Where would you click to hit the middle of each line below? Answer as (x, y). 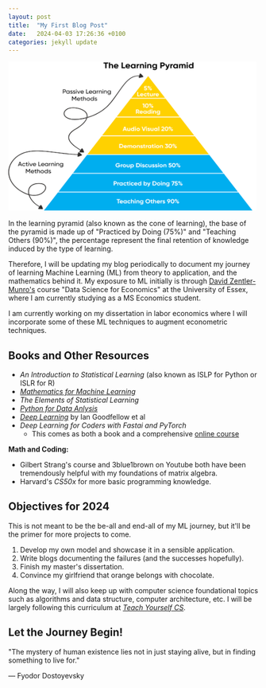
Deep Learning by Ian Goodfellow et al (83, 417)
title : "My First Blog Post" (58, 25)
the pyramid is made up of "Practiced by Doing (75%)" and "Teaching (122, 232)
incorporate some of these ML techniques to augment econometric (118, 322)
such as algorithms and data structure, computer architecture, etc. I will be (130, 599)
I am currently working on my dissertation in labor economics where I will (128, 314)
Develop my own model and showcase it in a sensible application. (127, 549)
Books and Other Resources (79, 356)
